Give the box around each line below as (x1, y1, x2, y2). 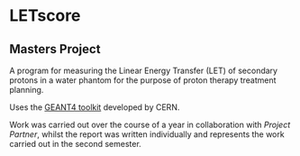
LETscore (9, 5, 81, 26)
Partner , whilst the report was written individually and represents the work (9, 129, 286, 140)
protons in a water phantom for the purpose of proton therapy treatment (9, 75, 277, 86)
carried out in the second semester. (9, 139, 141, 149)
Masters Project (9, 41, 101, 57)
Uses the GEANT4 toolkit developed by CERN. (9, 102, 180, 113)
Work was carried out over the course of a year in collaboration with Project (9, 119, 291, 130)
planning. (9, 85, 44, 95)
